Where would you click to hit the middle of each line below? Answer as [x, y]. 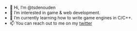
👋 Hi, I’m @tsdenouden [33, 8]
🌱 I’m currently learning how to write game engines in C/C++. [71, 18]
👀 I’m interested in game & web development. [55, 13]
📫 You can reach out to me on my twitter [51, 23]
